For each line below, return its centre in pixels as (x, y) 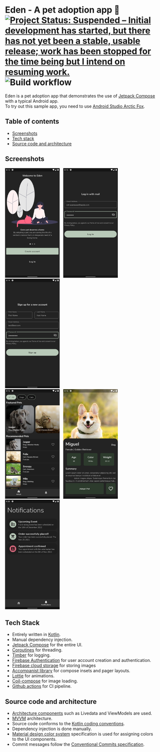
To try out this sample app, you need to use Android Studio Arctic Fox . (75, 106)
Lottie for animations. (33, 676)
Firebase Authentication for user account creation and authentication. (81, 660)
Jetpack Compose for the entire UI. (47, 645)
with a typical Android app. (32, 101)
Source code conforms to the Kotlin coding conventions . (68, 724)
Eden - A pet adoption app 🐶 (63, 10)
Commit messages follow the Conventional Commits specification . (78, 744)
